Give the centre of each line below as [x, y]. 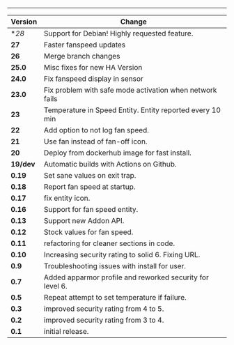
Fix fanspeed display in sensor [94, 79]
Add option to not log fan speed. [97, 130]
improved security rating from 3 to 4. [104, 320]
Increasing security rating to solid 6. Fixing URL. [122, 255]
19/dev [23, 164]
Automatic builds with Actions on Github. [110, 164]
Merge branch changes [82, 56]
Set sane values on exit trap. [90, 175]
